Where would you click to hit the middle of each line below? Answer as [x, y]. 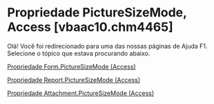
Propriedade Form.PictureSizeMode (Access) [71, 66]
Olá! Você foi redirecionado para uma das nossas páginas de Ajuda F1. [107, 46]
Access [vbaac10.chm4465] [90, 27]
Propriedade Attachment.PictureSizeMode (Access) [81, 93]
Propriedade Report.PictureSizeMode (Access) [74, 79]
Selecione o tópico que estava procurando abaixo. [79, 53]
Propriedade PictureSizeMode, [97, 13]
